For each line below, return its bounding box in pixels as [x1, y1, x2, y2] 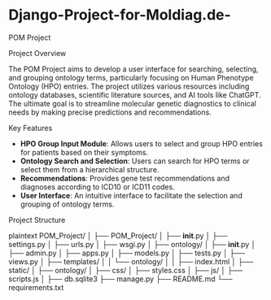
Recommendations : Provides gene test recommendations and [20, 173, 230, 183]
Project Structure [8, 215, 66, 224]
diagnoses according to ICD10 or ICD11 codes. [20, 181, 175, 192]
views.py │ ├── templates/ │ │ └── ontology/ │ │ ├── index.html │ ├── [8, 256, 254, 266]
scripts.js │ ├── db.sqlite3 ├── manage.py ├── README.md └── [8, 274, 234, 284]
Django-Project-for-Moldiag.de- [8, 6, 232, 24]
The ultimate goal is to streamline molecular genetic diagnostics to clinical [8, 98, 256, 108]
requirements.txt [8, 282, 64, 292]
